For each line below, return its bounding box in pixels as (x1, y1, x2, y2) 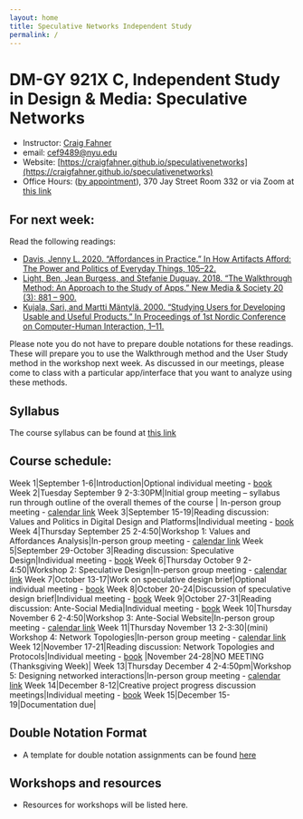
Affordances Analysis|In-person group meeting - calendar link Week (9, 535, 264, 546)
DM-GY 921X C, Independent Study (9, 69, 280, 90)
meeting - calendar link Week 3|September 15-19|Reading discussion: (9, 506, 270, 517)
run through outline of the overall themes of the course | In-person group (9, 496, 282, 507)
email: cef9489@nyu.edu (22, 147, 118, 159)
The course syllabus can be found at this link (9, 427, 176, 438)
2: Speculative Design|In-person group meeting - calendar (69, 564, 288, 575)
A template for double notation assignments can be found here (22, 749, 257, 760)
